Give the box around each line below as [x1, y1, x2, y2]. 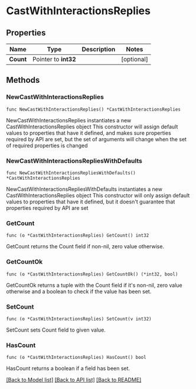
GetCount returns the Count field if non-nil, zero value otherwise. [6, 243, 164, 250]
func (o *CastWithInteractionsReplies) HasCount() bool [6, 355, 146, 361]
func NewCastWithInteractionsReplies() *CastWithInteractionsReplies [6, 106, 181, 112]
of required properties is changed [6, 142, 88, 149]
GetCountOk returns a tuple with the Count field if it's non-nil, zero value [6, 281, 183, 288]
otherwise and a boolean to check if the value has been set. [6, 288, 152, 295]
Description [81, 46, 116, 53]
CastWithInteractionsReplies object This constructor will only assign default [6, 192, 190, 199]
